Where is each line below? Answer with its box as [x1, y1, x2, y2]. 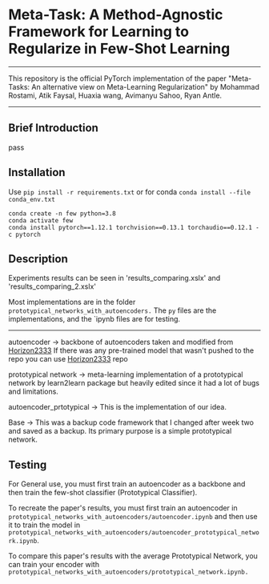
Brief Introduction [8, 122, 98, 135]
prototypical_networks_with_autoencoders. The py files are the [8, 306, 217, 315]
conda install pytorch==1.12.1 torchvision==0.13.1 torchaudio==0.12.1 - [8, 223, 260, 231]
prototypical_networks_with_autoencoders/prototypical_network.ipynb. [8, 568, 249, 577]
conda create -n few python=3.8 [8, 210, 116, 218]
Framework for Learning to [8, 22, 190, 41]
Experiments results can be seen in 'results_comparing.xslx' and [8, 274, 221, 283]
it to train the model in [8, 520, 81, 530]
